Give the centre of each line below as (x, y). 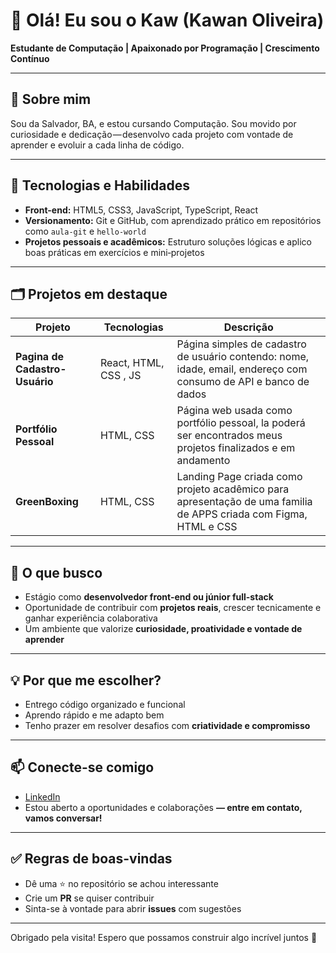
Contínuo (30, 58)
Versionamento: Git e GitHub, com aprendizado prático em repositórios (173, 220)
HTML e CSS (207, 527)
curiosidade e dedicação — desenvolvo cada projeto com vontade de (152, 134)
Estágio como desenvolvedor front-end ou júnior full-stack (149, 597)
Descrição (248, 327)
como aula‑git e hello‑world (85, 231)
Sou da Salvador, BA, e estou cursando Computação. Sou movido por (153, 123)
